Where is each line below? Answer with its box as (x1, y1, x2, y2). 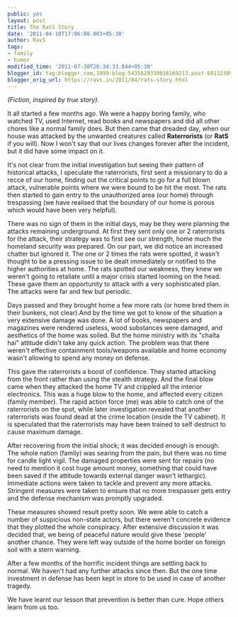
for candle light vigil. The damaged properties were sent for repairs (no (7, 456, 215, 465)
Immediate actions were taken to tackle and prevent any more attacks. (7, 479, 212, 487)
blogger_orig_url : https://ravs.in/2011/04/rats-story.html (7, 76, 189, 84)
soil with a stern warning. (7, 545, 81, 554)
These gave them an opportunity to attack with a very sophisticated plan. (7, 280, 221, 288)
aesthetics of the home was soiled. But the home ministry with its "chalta (7, 331, 220, 340)
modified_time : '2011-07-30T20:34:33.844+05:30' (7, 63, 154, 70)
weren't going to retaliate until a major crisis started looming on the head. (7, 272, 221, 281)
